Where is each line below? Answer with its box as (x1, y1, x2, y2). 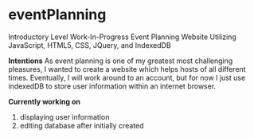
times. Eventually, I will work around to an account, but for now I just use (8, 73, 246, 82)
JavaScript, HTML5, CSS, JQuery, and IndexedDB (8, 40, 171, 49)
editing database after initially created (19, 120, 144, 130)
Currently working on (8, 97, 81, 106)
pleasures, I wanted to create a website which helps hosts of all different (8, 64, 246, 73)
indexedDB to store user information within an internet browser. (8, 81, 217, 91)
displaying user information (19, 112, 110, 121)
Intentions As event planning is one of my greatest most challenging (8, 56, 233, 65)
